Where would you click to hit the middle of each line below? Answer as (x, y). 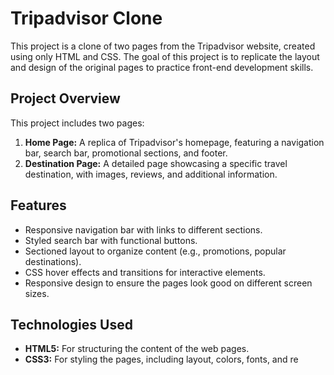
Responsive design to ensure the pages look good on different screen (168, 283)
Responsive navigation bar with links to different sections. (143, 229)
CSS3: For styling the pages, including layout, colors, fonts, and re (161, 359)
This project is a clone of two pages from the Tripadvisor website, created (163, 46)
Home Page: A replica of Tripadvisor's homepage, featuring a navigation (174, 142)
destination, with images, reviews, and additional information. (151, 174)
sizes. (37, 293)
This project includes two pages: (77, 123)
